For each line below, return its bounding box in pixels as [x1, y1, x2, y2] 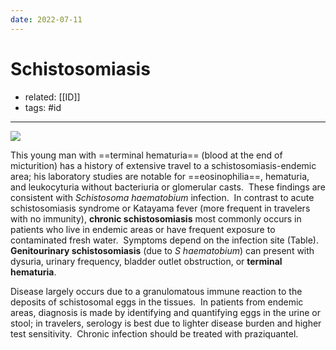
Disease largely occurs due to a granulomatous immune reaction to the [10, 285, 303, 297]
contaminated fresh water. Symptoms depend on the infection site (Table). [10, 234, 319, 246]
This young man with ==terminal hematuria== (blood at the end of [10, 149, 283, 161]
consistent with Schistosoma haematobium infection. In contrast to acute [10, 191, 315, 203]
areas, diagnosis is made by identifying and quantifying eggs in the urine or [10, 306, 321, 318]
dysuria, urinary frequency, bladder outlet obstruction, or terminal [10, 255, 283, 267]
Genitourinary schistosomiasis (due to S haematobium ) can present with [10, 244, 315, 256]
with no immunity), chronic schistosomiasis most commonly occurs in [10, 212, 302, 225]
